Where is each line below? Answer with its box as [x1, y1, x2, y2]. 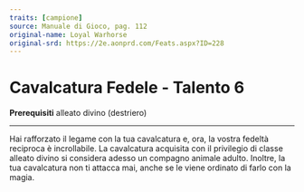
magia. [9, 172, 34, 183]
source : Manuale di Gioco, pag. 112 [9, 22, 147, 31]
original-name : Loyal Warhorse [9, 30, 128, 39]
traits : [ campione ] [9, 13, 83, 23]
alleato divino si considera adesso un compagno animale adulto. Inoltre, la [9, 153, 286, 164]
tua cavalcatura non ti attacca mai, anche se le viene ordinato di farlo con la [9, 162, 291, 173]
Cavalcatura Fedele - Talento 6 [9, 78, 245, 98]
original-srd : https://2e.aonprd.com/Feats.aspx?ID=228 [9, 38, 224, 48]
